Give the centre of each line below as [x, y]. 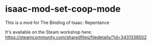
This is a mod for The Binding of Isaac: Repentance [57, 22]
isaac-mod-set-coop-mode [63, 9]
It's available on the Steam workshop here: [49, 32]
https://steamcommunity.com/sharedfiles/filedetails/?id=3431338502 [76, 37]
